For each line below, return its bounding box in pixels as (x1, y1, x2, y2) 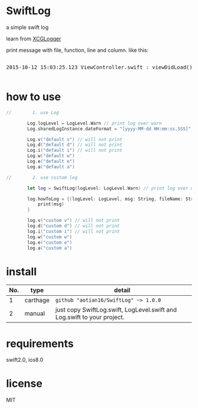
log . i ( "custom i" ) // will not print (27, 229, 120, 234)
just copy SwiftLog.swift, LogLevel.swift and (55, 306, 177, 314)
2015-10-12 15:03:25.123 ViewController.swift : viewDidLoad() (6, 64, 193, 70)
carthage (24, 296, 50, 305)
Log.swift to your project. (55, 313, 125, 321)
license (6, 377, 43, 390)
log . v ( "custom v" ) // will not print (27, 217, 120, 224)
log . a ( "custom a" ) (27, 245, 72, 251)
